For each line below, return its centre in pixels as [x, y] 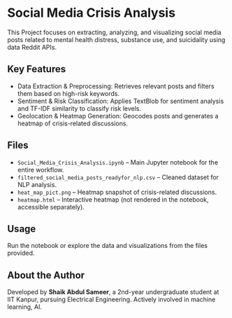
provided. [21, 253]
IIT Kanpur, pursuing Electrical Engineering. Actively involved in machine [111, 300]
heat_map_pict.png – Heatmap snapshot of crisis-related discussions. [117, 192]
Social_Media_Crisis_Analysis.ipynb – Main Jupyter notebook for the [118, 162]
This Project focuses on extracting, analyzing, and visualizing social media [114, 32]
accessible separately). [51, 207]
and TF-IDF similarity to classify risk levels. [79, 108]
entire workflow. [41, 170]
